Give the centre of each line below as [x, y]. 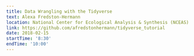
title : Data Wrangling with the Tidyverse [59, 11]
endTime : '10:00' [28, 44]
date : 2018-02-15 [28, 33]
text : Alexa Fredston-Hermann [43, 17]
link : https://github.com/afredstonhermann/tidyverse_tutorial [86, 28]
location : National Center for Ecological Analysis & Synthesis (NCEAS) [98, 22]
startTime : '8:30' [29, 38]
